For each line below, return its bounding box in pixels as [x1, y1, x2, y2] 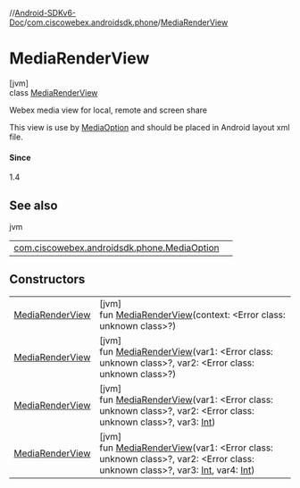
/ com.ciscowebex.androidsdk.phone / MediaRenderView [23, 17, 229, 28]
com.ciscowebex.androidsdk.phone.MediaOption [13, 241, 221, 254]
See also [9, 198, 58, 213]
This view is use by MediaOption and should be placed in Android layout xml [9, 122, 290, 132]
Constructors [9, 272, 86, 287]
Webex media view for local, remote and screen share [9, 105, 208, 115]
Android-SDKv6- [14, 8, 77, 18]
